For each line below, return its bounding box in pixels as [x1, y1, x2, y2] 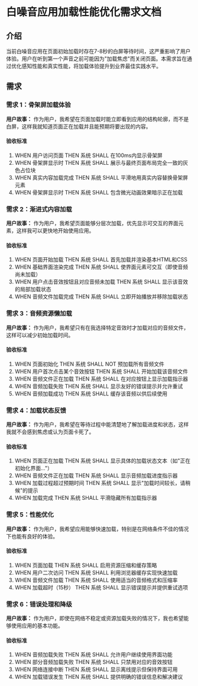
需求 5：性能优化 [6, 510, 54, 519]
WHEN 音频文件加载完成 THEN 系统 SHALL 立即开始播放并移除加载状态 [14, 293, 188, 300]
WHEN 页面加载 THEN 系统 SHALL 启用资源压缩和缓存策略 [14, 561, 157, 569]
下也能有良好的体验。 [6, 532, 58, 540]
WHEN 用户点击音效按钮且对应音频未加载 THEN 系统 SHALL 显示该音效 [14, 278, 188, 285]
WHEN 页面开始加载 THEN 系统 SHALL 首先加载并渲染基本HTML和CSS [14, 256, 188, 263]
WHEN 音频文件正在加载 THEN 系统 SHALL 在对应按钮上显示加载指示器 [14, 375, 188, 382]
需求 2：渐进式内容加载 [6, 205, 72, 213]
